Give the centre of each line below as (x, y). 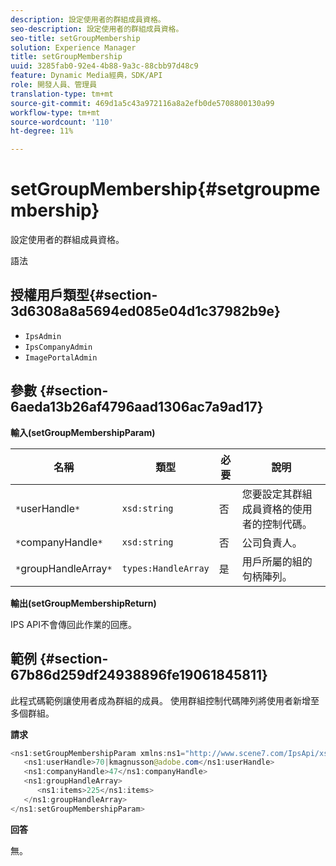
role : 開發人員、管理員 (54, 85)
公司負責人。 (272, 543)
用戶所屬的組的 (277, 561)
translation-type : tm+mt (62, 94)
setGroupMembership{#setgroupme (165, 189)
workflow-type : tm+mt (55, 112)
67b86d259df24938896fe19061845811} (139, 675)
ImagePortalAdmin (61, 357)
